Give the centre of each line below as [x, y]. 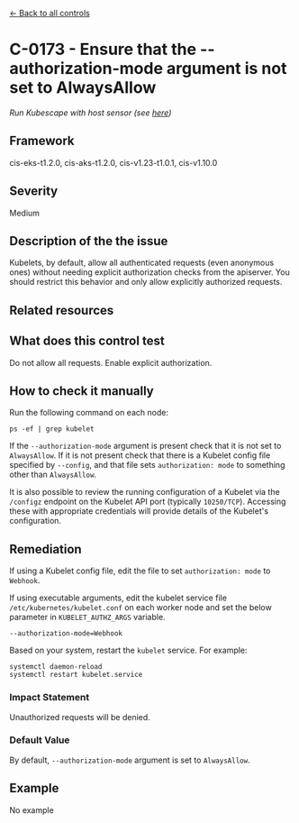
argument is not [227, 69]
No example [32, 809]
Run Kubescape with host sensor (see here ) [91, 113]
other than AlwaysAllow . [53, 475]
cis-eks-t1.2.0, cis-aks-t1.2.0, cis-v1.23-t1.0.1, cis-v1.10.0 [113, 162]
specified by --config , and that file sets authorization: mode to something [147, 465]
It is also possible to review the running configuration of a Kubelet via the [145, 492]
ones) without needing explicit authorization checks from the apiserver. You [149, 272]
